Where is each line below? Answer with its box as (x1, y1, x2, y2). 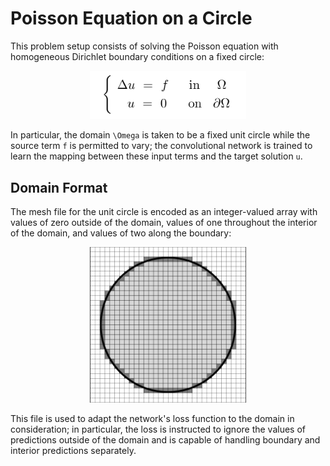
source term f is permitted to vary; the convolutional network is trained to (10, 140, 313, 152)
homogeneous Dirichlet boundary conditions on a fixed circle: (10, 50, 265, 62)
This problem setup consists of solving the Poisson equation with (10, 40, 279, 52)
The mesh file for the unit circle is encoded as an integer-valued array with (10, 206, 318, 217)
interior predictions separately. (10, 445, 137, 457)
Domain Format (10, 179, 108, 196)
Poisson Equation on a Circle (10, 7, 253, 30)
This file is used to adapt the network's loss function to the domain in (10, 413, 295, 425)
